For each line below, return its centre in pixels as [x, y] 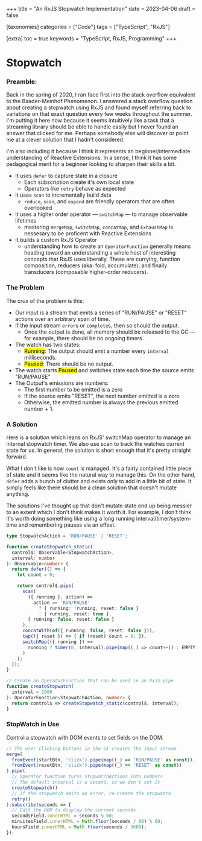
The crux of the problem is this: [45, 300]
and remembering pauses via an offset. [67, 525]
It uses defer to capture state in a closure [66, 176]
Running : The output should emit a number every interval [96, 351]
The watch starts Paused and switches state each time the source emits [104, 370]
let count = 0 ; [36, 575]
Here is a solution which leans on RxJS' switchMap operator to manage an [99, 437]
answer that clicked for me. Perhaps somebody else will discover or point [97, 133]
